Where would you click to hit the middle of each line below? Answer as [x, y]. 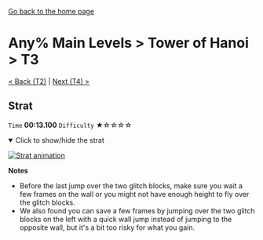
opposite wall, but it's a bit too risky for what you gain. [107, 227]
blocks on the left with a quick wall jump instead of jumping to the [126, 219]
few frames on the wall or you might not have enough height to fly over [134, 194]
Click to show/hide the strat [60, 140]
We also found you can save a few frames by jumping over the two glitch [137, 210]
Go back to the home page [51, 11]
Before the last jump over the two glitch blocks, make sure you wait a [131, 185]
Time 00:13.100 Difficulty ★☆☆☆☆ [70, 125]
